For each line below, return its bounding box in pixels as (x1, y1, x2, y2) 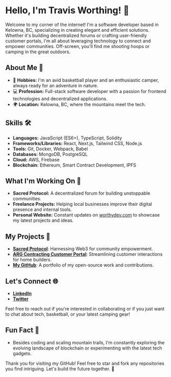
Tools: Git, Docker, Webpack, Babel (12, 146, 88, 152)
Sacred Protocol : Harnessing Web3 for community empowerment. (12, 246, 154, 252)
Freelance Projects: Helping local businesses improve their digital (12, 201, 152, 207)
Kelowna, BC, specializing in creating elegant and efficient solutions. (5, 27, 149, 33)
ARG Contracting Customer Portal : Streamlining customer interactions (12, 251, 163, 257)
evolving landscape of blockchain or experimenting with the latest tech (12, 345, 162, 351)
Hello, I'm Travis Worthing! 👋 (5, 5, 130, 16)
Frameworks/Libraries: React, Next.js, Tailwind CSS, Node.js (12, 140, 142, 146)
